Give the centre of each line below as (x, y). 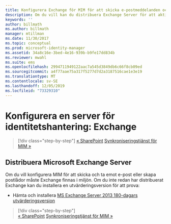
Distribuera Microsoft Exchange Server (68, 162)
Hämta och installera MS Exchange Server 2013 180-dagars (75, 195)
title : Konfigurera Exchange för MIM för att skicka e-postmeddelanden (83, 10)
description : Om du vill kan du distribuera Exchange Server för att (81, 15)
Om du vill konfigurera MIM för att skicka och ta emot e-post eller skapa (81, 175)
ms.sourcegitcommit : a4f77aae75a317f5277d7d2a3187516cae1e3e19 (74, 72)
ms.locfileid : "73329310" (33, 91)
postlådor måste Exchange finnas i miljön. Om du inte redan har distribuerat (84, 180)
